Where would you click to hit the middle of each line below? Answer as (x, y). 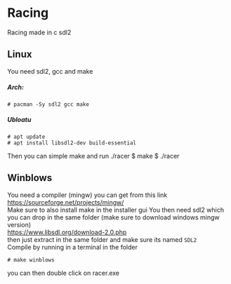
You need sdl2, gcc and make (50, 71)
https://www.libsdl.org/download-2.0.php (67, 232)
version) (19, 224)
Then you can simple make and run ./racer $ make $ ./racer (93, 156)
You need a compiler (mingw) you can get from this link (87, 195)
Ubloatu (19, 120)
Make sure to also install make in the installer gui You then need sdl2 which (116, 210)
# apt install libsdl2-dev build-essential (72, 143)
